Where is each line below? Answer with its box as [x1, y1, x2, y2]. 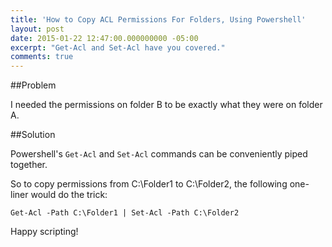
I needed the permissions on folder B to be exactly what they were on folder [10, 99, 323, 111]
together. [10, 159, 48, 171]
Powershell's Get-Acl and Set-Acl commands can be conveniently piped [10, 148, 308, 160]
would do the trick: [30, 189, 108, 201]
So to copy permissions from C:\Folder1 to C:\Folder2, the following [10, 178, 288, 190]
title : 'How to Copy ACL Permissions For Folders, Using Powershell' [10, 14, 307, 25]
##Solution [10, 129, 56, 141]
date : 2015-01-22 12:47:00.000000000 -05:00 [10, 33, 199, 43]
